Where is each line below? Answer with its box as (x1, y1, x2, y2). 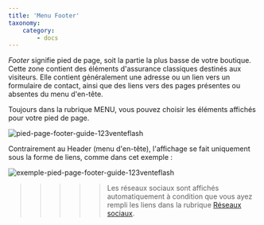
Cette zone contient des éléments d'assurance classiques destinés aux (8, 64, 242, 74)
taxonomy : (8, 19, 41, 27)
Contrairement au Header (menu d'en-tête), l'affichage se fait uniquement (8, 144, 250, 153)
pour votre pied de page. (8, 113, 90, 123)
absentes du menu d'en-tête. (8, 89, 103, 99)
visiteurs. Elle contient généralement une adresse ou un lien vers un (8, 72, 231, 82)
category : (22, 26, 56, 34)
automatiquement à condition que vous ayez (107, 192, 253, 201)
